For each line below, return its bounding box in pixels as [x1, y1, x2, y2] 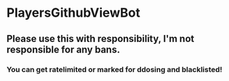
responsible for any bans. [6, 43, 120, 55]
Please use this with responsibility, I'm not [6, 33, 195, 45]
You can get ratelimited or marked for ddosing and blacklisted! [6, 64, 223, 74]
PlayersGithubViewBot [6, 5, 140, 21]
